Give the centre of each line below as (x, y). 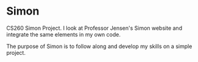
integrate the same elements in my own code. (63, 34)
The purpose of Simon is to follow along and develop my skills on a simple (99, 46)
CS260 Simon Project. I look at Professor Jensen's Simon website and (94, 28)
